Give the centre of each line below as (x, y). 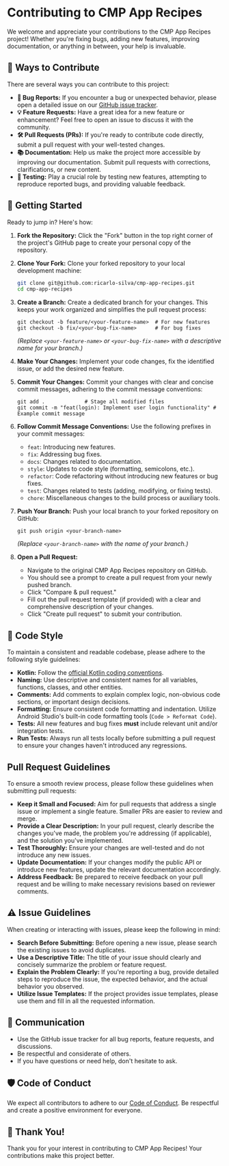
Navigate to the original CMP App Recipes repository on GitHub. (117, 571)
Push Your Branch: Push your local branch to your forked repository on (118, 511)
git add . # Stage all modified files (91, 402)
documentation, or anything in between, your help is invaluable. (96, 46)
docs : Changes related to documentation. (85, 462)
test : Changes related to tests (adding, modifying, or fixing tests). (120, 491)
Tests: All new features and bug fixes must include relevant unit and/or (117, 723)
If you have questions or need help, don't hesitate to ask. (97, 1060)
